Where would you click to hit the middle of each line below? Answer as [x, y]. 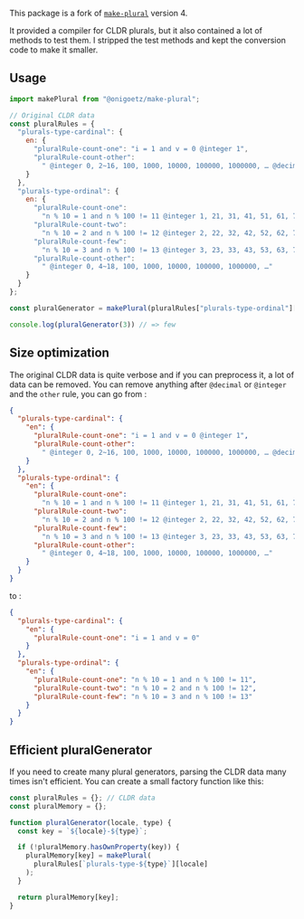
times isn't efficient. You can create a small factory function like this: [137, 781]
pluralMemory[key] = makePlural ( [89, 856]
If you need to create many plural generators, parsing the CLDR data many [148, 772]
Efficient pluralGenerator [81, 750]
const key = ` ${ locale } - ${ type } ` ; [82, 831]
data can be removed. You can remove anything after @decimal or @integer [148, 384]
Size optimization [60, 353]
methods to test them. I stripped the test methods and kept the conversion [148, 40]
